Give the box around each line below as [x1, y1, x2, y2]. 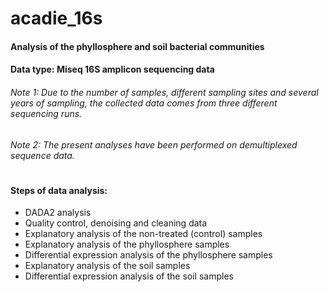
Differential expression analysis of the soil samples [24, 270, 234, 282]
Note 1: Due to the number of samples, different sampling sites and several [10, 86, 319, 98]
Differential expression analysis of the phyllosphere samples [24, 249, 273, 261]
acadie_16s [10, 7, 103, 30]
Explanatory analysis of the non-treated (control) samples [24, 228, 263, 240]
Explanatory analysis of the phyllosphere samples [24, 238, 230, 251]
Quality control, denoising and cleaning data [24, 217, 208, 229]
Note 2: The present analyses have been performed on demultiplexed [10, 138, 298, 151]
